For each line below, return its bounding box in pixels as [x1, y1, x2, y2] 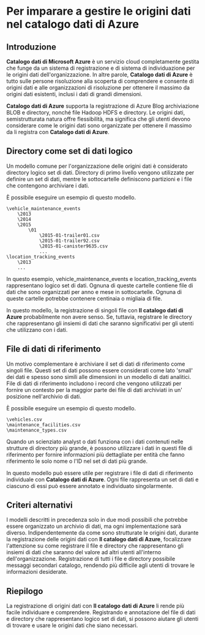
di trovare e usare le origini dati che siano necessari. [6, 622, 138, 629]
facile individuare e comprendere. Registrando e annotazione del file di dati [6, 609, 196, 616]
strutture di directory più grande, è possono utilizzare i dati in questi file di [6, 444, 193, 451]
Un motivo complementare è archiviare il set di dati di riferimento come [6, 360, 185, 367]
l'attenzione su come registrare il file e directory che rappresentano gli [6, 542, 184, 549]
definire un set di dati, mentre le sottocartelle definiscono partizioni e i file [6, 175, 193, 182]
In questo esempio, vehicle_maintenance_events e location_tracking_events [6, 275, 197, 282]
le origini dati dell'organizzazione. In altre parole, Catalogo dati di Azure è [6, 71, 193, 78]
